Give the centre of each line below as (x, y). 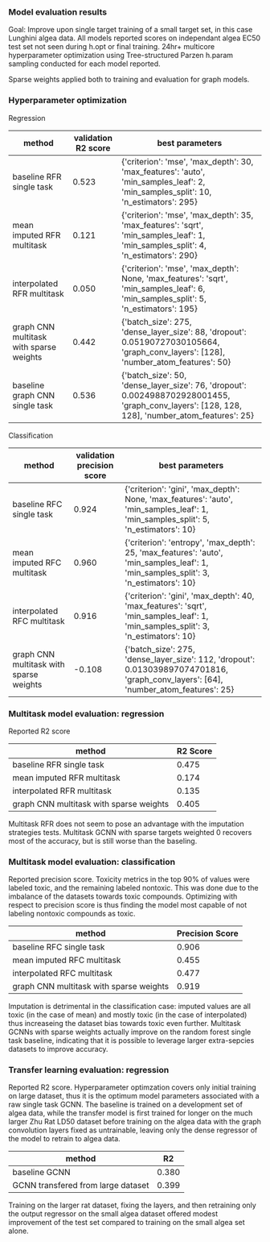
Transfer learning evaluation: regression (89, 1070)
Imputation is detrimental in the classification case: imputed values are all (130, 1007)
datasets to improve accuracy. (58, 1049)
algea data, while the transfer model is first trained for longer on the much (131, 1113)
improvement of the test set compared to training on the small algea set (127, 1223)
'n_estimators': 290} (160, 255)
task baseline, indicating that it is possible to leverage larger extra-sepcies (131, 1041)
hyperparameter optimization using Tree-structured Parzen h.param (121, 56)
